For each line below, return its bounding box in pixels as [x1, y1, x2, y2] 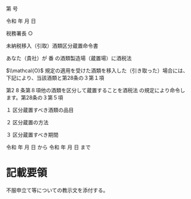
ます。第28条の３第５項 [6, 94, 63, 101]
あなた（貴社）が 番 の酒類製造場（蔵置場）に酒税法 [6, 55, 132, 61]
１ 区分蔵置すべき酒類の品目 [6, 107, 74, 113]
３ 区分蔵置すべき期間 [6, 131, 58, 138]
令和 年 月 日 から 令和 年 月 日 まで [6, 144, 91, 151]
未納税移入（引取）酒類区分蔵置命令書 [6, 43, 98, 49]
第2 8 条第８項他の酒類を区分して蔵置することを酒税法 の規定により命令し [6, 87, 186, 93]
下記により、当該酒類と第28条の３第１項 [6, 75, 105, 81]
